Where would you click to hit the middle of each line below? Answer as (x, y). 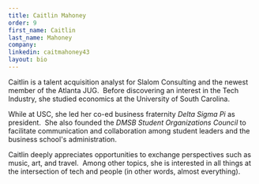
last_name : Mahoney (40, 38)
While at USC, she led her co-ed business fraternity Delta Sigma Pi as (122, 114)
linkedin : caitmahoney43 (49, 52)
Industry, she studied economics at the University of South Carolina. (119, 99)
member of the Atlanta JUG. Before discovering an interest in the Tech (124, 90)
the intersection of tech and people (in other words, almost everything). (124, 171)
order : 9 (23, 23)
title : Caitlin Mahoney (47, 15)
